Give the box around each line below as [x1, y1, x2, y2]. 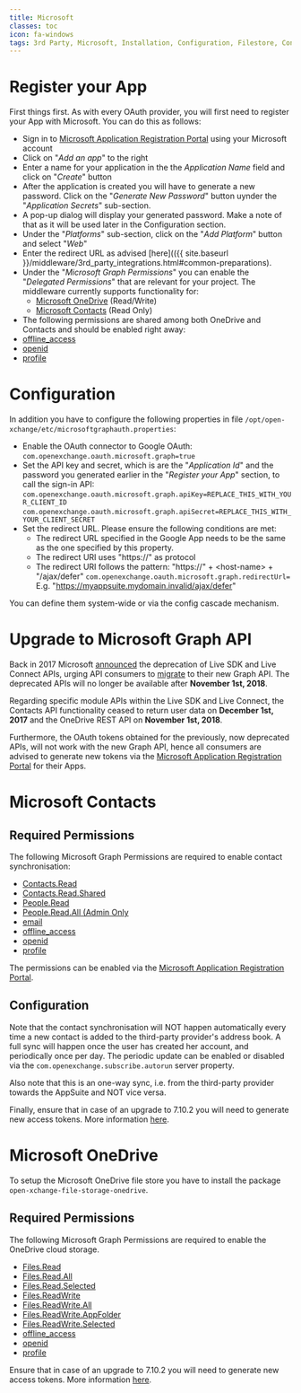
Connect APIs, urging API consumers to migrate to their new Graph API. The [9, 669, 290, 679]
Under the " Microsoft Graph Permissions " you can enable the [21, 267, 249, 278]
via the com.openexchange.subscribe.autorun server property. [9, 1060, 235, 1071]
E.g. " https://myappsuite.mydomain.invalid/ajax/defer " [35, 581, 236, 591]
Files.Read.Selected [21, 1280, 96, 1291]
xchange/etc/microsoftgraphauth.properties [9, 425, 175, 434]
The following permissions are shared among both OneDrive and [21, 315, 262, 326]
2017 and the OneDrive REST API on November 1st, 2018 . [9, 714, 223, 725]
